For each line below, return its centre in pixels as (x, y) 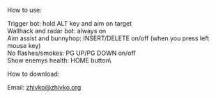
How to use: (24, 10)
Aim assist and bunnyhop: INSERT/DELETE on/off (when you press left (108, 38)
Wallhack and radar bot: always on (57, 31)
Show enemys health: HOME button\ (59, 60)
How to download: (33, 74)
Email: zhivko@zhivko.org (44, 87)
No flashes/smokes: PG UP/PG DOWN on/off (71, 53)
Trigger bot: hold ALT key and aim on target (70, 23)
